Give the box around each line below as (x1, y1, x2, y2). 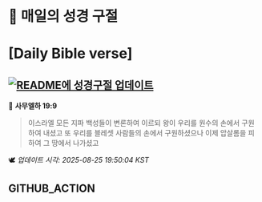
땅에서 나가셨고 (51, 138, 99, 148)
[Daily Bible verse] (8, 45, 133, 63)
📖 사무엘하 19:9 (8, 101, 58, 111)
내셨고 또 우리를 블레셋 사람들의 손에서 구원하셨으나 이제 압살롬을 (42, 128, 247, 138)
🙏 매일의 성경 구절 (8, 7, 119, 26)
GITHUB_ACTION (8, 181, 96, 195)
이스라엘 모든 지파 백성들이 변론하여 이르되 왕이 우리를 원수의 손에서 (27, 118, 240, 128)
